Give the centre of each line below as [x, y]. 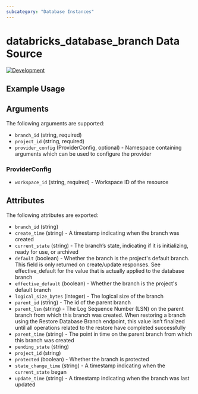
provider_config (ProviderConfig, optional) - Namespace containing [98, 147]
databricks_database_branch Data [93, 41]
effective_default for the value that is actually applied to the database [99, 270]
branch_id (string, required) [48, 135]
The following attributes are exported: [52, 215]
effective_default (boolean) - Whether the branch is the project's [96, 283]
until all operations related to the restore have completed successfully [100, 327]
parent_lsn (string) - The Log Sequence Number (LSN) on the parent [99, 308]
